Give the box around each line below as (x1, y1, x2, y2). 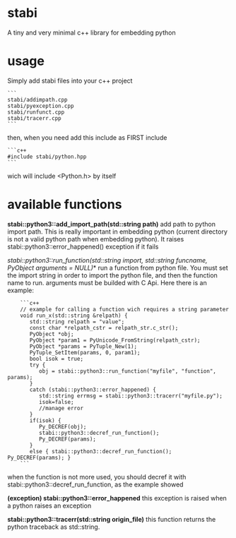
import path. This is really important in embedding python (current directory (7, 227, 228, 236)
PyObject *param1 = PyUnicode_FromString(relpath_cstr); (29, 337, 201, 344)
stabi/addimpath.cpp (7, 96, 69, 103)
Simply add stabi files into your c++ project (7, 76, 133, 85)
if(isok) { (29, 417, 61, 424)
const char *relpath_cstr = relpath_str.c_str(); (29, 324, 179, 331)
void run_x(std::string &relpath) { (20, 312, 129, 319)
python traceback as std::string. (7, 522, 100, 531)
